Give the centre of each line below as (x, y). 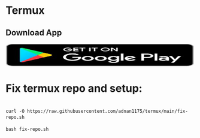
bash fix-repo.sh (27, 129)
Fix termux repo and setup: (74, 88)
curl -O (15, 111)
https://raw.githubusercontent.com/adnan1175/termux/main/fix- (107, 111)
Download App (34, 33)
